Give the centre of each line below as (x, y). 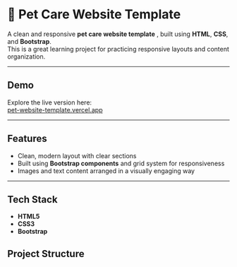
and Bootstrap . (29, 41)
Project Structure (46, 254)
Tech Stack (32, 200)
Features (27, 139)
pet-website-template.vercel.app (55, 109)
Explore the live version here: (50, 102)
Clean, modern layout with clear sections (77, 155)
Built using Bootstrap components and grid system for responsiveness (121, 163)
